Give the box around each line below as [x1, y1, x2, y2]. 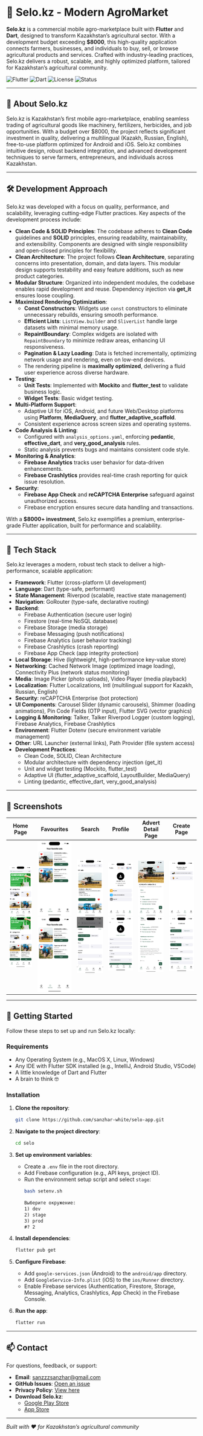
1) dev [24, 1206, 41, 1212]
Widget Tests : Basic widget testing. [24, 394, 114, 401]
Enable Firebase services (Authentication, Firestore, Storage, [24, 1282, 176, 1290]
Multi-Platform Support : [14, 401, 77, 408]
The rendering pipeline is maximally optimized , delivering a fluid [24, 362, 185, 369]
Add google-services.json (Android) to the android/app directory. [24, 1269, 187, 1277]
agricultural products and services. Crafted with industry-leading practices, [6, 51, 194, 58]
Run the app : [14, 1307, 48, 1314]
